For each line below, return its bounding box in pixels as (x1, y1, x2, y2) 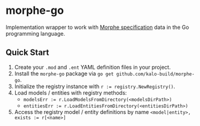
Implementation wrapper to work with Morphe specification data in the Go (5, 24, 189, 31)
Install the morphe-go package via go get (14, 70, 114, 77)
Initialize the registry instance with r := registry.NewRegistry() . (14, 83, 175, 90)
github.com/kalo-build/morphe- (116, 71, 195, 77)
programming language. (5, 30, 66, 37)
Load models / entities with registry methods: (14, 89, 127, 96)
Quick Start (5, 48, 49, 58)
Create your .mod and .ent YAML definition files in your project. (14, 63, 171, 71)
